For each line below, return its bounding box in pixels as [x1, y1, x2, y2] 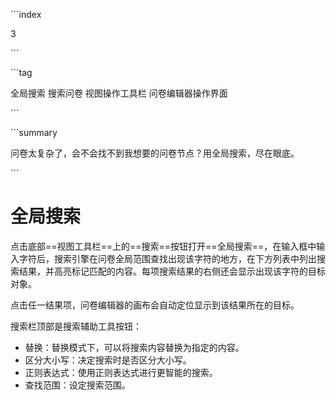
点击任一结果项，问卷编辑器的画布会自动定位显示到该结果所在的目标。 [10, 299, 300, 311]
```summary [10, 127, 58, 138]
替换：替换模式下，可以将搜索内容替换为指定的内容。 [24, 341, 245, 353]
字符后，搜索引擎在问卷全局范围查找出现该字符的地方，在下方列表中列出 [18, 252, 317, 264]
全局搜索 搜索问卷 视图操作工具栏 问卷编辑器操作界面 [10, 87, 228, 99]
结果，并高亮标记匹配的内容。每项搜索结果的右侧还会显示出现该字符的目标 [18, 265, 326, 277]
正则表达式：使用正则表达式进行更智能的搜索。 [24, 366, 218, 378]
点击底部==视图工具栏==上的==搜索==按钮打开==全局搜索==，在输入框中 [10, 240, 317, 252]
